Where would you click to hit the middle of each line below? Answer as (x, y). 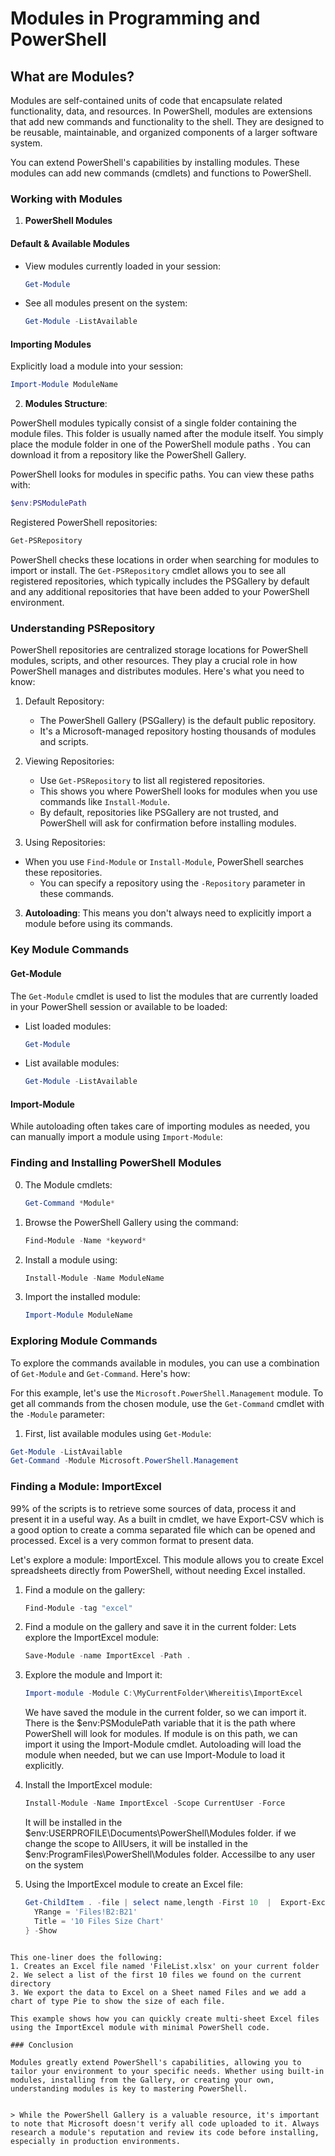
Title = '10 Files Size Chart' (99, 1921)
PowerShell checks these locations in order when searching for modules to (165, 560)
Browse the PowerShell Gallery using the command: (131, 1222)
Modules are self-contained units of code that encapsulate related (146, 100)
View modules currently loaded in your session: (123, 266)
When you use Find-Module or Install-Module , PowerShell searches (164, 862)
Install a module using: (71, 1259)
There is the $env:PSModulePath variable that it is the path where (160, 1723)
